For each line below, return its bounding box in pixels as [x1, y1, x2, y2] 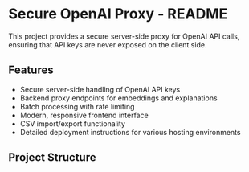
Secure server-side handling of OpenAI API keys [19, 84, 181, 94]
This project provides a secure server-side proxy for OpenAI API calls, [8, 31, 240, 41]
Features [8, 63, 54, 77]
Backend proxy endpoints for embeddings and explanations [19, 93, 218, 103]
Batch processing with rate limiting [19, 101, 135, 111]
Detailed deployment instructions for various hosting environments [19, 127, 241, 137]
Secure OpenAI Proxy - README [8, 5, 228, 23]
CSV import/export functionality [19, 118, 126, 129]
